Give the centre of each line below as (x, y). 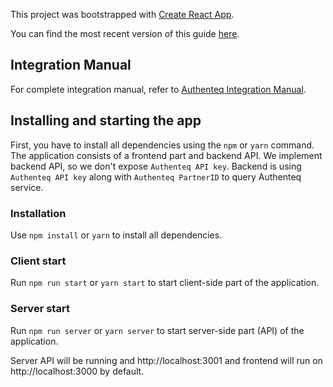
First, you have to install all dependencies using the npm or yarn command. (162, 145)
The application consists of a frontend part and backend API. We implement (166, 155)
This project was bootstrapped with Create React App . (122, 14)
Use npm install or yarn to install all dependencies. (116, 235)
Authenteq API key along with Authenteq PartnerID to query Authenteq (156, 176)
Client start (38, 261)
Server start (40, 309)
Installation (38, 213)
